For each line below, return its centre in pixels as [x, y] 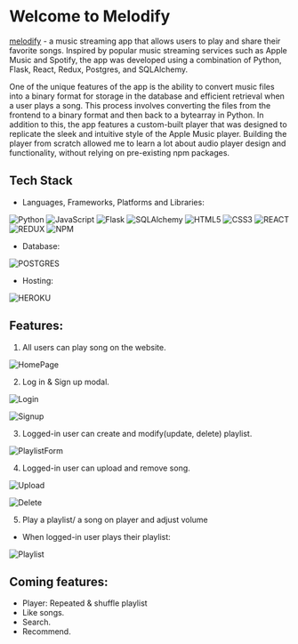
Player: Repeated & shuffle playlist [85, 603]
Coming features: [59, 581]
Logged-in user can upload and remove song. [106, 468]
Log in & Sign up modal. [65, 382]
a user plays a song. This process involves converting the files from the [140, 105]
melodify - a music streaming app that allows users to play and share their [145, 41]
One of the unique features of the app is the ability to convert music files [142, 86]
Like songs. [43, 613]
